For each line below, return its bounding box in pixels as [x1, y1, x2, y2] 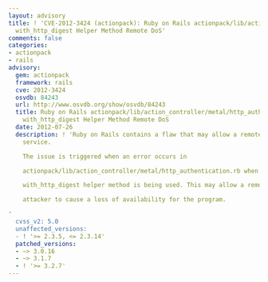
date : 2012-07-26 [15, 123, 73, 131]
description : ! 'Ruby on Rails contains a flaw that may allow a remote [15, 130, 262, 138]
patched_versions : [15, 240, 77, 248]
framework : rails [15, 78, 73, 86]
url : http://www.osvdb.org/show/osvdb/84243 [15, 101, 166, 109]
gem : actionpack [15, 71, 69, 79]
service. [22, 137, 52, 146]
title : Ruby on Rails [15, 109, 88, 117]
